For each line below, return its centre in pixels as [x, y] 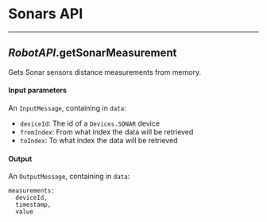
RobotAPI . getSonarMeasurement [93, 53]
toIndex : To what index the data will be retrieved [99, 140]
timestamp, [33, 205]
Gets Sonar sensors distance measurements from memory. [104, 72]
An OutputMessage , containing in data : [69, 177]
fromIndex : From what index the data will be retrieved [106, 131]
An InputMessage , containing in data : [68, 107]
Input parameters [38, 90]
